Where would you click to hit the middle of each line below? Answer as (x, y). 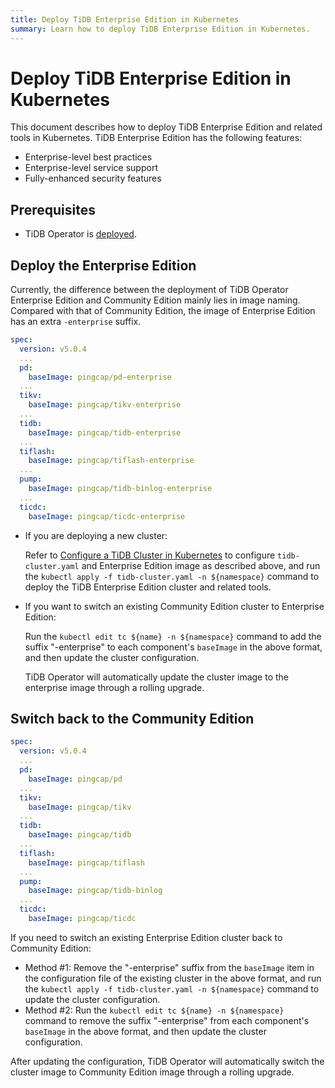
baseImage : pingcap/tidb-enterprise (105, 432)
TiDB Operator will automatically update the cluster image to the (156, 677)
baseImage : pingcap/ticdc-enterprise (107, 516)
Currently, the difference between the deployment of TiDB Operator (149, 290)
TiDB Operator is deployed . (80, 234)
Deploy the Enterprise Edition (103, 265)
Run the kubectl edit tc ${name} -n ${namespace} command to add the (173, 636)
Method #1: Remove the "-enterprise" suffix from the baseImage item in (169, 967)
